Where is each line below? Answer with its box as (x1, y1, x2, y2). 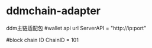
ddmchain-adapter (6, 4, 101, 18)
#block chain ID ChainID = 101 (6, 36, 79, 43)
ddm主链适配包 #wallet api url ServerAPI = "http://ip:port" (6, 24, 147, 31)
